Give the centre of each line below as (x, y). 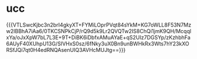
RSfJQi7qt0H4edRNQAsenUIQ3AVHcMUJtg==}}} (66, 50)
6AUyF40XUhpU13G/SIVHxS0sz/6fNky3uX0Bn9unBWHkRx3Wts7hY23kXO (98, 44)
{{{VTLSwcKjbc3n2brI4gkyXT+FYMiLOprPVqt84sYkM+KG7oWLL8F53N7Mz (99, 25)
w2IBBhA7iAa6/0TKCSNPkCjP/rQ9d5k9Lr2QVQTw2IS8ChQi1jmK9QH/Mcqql (99, 31)
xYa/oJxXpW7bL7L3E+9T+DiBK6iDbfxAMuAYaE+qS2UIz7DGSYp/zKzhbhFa (98, 37)
